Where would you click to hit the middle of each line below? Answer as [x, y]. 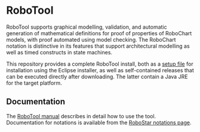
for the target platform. [34, 83]
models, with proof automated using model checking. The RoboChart [91, 39]
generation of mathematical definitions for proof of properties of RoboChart [99, 33]
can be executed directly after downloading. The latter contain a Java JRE [97, 76]
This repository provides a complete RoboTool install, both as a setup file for [100, 64]
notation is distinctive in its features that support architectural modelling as [98, 46]
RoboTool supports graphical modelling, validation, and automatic [87, 27]
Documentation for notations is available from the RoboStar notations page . [99, 122]
